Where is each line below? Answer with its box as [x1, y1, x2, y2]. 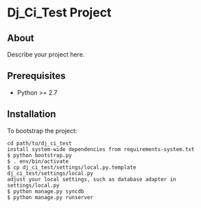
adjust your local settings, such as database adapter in [7, 176, 176, 183]
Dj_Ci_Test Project [7, 5, 112, 21]
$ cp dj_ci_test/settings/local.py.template [7, 163, 137, 171]
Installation [7, 108, 56, 120]
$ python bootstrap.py [7, 152, 72, 159]
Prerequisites [7, 70, 66, 82]
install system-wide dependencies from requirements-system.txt [7, 146, 195, 152]
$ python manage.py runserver [7, 194, 94, 200]
